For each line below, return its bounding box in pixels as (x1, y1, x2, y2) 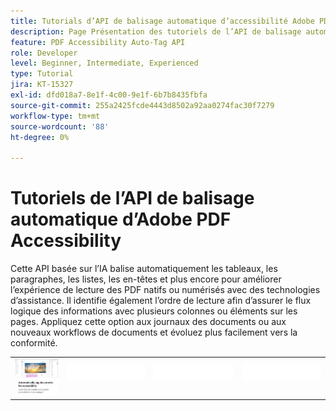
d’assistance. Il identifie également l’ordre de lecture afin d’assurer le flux (10, 295, 312, 307)
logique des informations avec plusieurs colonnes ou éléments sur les (10, 305, 298, 317)
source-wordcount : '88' (10, 121, 110, 132)
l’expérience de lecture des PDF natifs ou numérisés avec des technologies (10, 284, 321, 296)
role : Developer (10, 48, 78, 58)
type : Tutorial (10, 69, 74, 79)
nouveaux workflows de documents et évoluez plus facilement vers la (10, 326, 298, 339)
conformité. (10, 337, 58, 349)
